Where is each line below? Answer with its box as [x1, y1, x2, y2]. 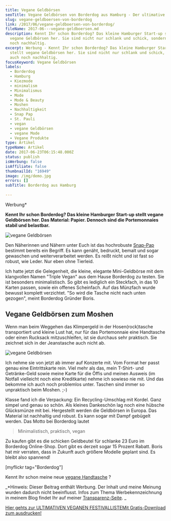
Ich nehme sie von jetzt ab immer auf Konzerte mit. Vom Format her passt [5, 359, 160, 366]
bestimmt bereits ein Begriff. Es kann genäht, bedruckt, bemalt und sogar [5, 247, 159, 253]
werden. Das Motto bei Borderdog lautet [5, 418, 90, 424]
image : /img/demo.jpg [5, 173, 51, 178]
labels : [5, 64, 22, 69]
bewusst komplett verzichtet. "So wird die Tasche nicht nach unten [5, 290, 146, 296]
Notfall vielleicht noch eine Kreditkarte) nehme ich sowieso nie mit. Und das [5, 376, 164, 382]
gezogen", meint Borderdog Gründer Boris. [5, 295, 95, 301]
